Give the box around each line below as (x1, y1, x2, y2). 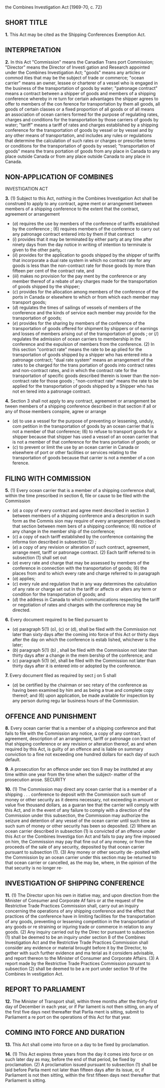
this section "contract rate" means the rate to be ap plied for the (12, 346, 142, 352)
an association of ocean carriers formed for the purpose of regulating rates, (5, 111, 159, 117)
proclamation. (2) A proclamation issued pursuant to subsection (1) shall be (5, 1061, 158, 1067)
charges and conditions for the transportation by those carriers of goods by (5, 116, 159, 122)
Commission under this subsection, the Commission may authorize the (5, 813, 149, 819)
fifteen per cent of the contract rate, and (12, 268, 95, 274)
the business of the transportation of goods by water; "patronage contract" (5, 85, 158, 91)
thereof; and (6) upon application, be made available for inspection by (12, 693, 154, 699)
